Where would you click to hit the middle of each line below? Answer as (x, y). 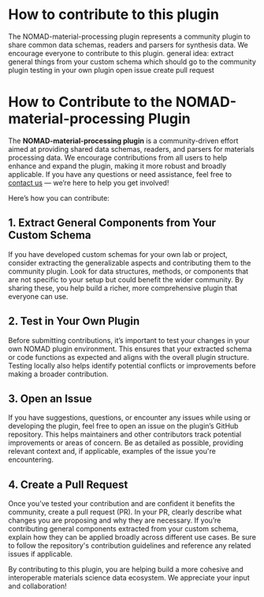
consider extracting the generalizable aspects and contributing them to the (130, 263)
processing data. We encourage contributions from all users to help (118, 157)
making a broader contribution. (58, 374)
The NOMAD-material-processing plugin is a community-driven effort (123, 141)
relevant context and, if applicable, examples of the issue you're (112, 452)
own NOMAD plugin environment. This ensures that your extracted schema (130, 349)
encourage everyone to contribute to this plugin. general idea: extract (121, 53)
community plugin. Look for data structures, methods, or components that (128, 271)
